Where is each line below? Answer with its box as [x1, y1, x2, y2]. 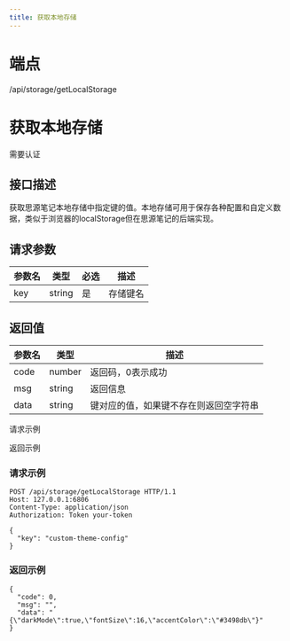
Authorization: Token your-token [9, 511, 133, 520]
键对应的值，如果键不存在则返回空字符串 [90, 399, 260, 411]
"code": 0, [17, 592, 58, 601]
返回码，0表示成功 [90, 365, 168, 378]
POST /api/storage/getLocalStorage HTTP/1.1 [9, 488, 176, 496]
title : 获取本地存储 [9, 12, 77, 22]
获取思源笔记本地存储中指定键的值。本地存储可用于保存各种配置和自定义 [9, 202, 273, 213]
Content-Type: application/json [9, 503, 129, 512]
